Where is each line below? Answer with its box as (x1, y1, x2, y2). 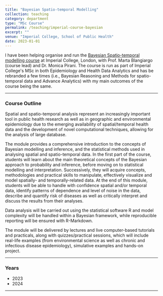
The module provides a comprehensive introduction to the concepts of (5, 141, 147, 147)
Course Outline (5, 100, 42, 107)
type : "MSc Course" (5, 20, 45, 26)
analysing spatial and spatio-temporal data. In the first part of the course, (5, 151, 151, 157)
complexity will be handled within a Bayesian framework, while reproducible (5, 213, 157, 219)
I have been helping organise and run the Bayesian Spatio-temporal (5, 52, 140, 58)
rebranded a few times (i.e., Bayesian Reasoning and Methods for (5, 73, 136, 78)
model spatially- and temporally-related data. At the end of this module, (5, 177, 148, 183)
